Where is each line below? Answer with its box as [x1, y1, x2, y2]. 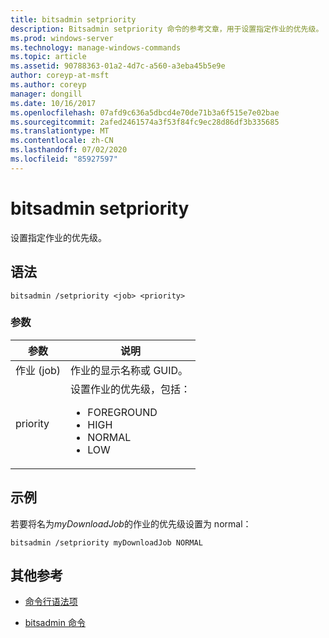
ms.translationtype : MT [10, 126, 110, 136]
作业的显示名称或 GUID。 [70, 363, 189, 377]
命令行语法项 [24, 596, 78, 608]
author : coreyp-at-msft [10, 71, 110, 81]
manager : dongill [10, 89, 83, 99]
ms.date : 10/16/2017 [10, 98, 97, 108]
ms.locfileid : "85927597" [10, 154, 118, 164]
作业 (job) [15, 363, 62, 377]
